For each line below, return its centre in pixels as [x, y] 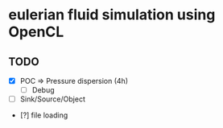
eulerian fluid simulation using [112, 15]
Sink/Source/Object [53, 99]
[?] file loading [44, 115]
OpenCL [36, 32]
